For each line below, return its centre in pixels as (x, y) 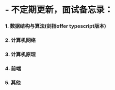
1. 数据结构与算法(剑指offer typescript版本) (56, 26)
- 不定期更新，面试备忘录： (59, 10)
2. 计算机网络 (20, 40)
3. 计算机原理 (20, 54)
